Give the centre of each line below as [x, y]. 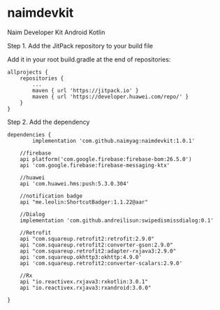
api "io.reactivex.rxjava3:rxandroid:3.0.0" [86, 288]
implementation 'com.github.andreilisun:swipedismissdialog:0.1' [117, 220]
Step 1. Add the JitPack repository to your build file [80, 45]
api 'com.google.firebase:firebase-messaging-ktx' [95, 165]
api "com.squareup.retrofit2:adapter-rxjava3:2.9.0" [98, 251]
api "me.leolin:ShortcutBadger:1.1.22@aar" [84, 202]
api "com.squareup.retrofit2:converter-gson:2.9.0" [96, 245]
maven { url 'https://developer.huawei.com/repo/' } [111, 97]
